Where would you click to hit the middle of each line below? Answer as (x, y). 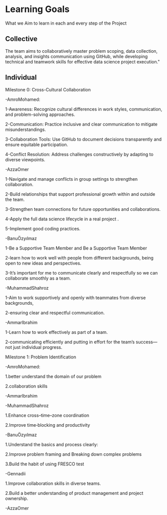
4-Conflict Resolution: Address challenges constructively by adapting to (79, 154)
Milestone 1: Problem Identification (41, 357)
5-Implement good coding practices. (43, 228)
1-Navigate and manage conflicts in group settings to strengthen (71, 179)
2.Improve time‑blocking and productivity (48, 425)
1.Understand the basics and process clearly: (52, 444)
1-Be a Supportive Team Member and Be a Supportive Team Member (76, 248)
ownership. (17, 498)
